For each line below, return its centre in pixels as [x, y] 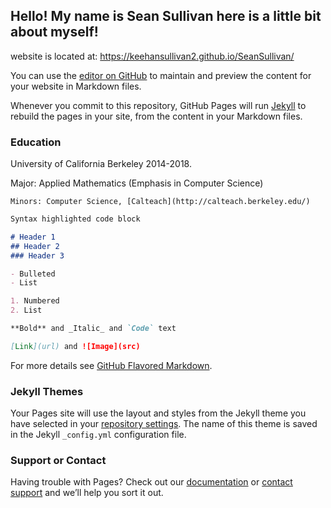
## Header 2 [35, 246]
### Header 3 [37, 255]
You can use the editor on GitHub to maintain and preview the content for [161, 75]
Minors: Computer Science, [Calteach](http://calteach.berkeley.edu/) [160, 202]
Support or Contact [58, 461]
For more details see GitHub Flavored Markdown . [111, 365]
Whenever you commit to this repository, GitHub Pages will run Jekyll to [158, 105]
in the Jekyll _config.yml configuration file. [98, 435]
